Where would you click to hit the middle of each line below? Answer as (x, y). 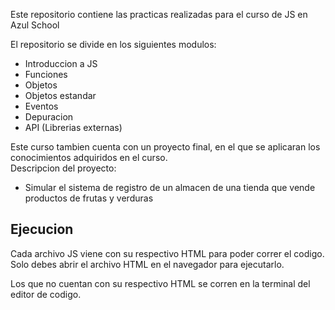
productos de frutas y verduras (89, 198)
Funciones (46, 74)
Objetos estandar (60, 95)
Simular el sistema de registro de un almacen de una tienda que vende (170, 187)
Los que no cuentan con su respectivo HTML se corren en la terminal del (160, 283)
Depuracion (49, 117)
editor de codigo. (46, 294)
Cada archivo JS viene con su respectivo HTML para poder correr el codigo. (167, 253)
